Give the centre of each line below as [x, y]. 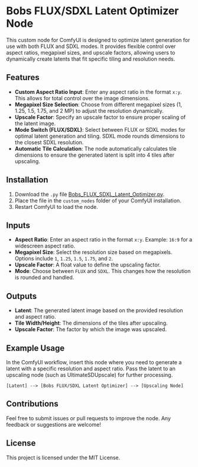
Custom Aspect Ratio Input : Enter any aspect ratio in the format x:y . [98, 92]
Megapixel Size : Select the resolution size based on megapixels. [93, 252]
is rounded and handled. [44, 278]
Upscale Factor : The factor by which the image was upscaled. [91, 329]
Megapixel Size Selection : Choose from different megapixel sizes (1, [98, 104]
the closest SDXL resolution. [49, 142]
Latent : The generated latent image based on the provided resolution [99, 310]
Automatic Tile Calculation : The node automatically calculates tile [95, 148]
